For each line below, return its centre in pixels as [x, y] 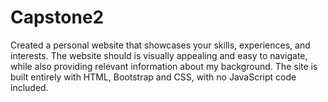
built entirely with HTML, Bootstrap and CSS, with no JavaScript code [153, 77]
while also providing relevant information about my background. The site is [164, 66]
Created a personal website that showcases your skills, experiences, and [160, 45]
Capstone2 [57, 17]
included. [29, 87]
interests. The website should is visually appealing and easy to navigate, [159, 55]
